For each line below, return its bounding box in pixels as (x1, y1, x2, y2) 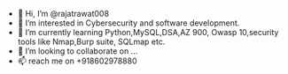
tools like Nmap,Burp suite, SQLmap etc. (17, 36, 166, 47)
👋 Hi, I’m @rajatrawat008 (17, 9, 109, 18)
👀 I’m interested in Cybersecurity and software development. (17, 18, 240, 28)
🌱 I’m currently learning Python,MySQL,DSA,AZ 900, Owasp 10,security (17, 27, 279, 37)
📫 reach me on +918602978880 (17, 55, 137, 66)
